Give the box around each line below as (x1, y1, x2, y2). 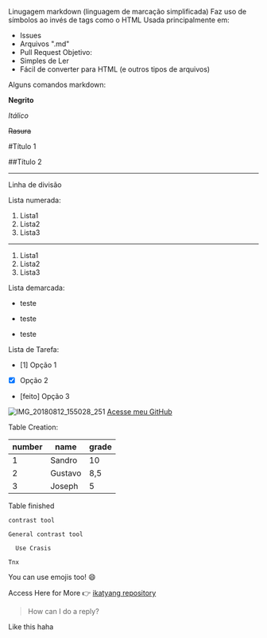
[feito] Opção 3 (19, 392, 70, 401)
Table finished (8, 501, 55, 511)
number (12, 441, 43, 452)
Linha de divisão (8, 180, 62, 190)
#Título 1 (8, 142, 37, 151)
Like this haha (8, 622, 54, 632)
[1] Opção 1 (19, 360, 57, 370)
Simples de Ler (19, 56, 69, 65)
